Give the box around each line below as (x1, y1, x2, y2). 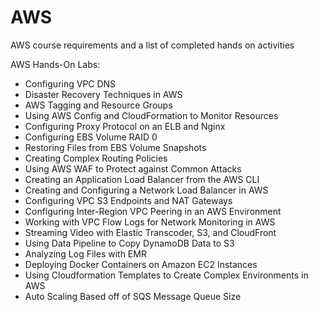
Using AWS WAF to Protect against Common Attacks (24, 162, 242, 175)
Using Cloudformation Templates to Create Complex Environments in (24, 269, 309, 281)
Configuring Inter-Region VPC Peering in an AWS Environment (24, 205, 282, 217)
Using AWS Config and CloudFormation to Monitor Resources (24, 109, 279, 121)
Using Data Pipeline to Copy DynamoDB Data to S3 (24, 237, 235, 249)
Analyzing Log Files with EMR (24, 247, 147, 260)
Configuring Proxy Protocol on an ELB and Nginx (24, 120, 226, 132)
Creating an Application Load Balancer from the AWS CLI (24, 173, 260, 185)
